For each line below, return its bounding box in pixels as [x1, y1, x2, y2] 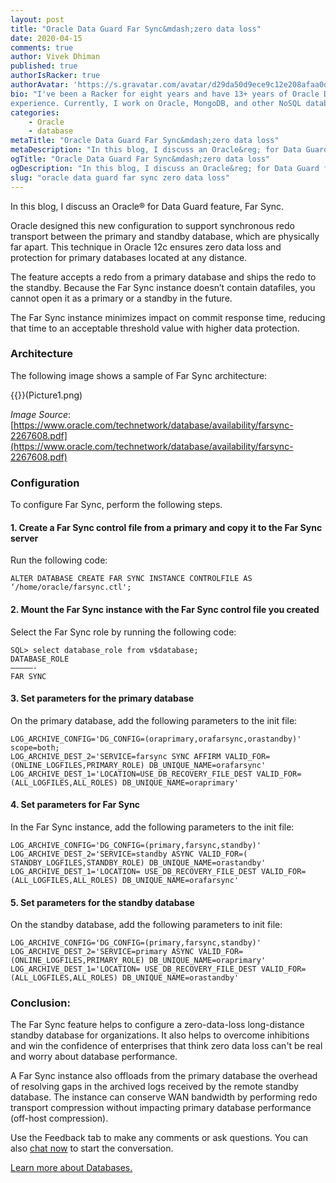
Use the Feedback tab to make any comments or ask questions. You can [10, 1132, 309, 1144]
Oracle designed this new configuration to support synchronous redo [10, 219, 295, 231]
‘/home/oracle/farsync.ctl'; [10, 582, 132, 593]
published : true [10, 61, 78, 71]
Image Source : [10, 408, 72, 420]
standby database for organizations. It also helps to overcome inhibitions [10, 1029, 310, 1041]
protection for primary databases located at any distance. [10, 251, 248, 263]
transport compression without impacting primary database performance [10, 1102, 312, 1114]
